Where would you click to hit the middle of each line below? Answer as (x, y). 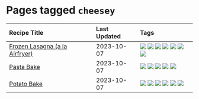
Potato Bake (26, 84)
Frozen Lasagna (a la (38, 46)
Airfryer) (21, 54)
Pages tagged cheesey (61, 10)
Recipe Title (26, 32)
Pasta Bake (25, 67)
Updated (108, 36)
